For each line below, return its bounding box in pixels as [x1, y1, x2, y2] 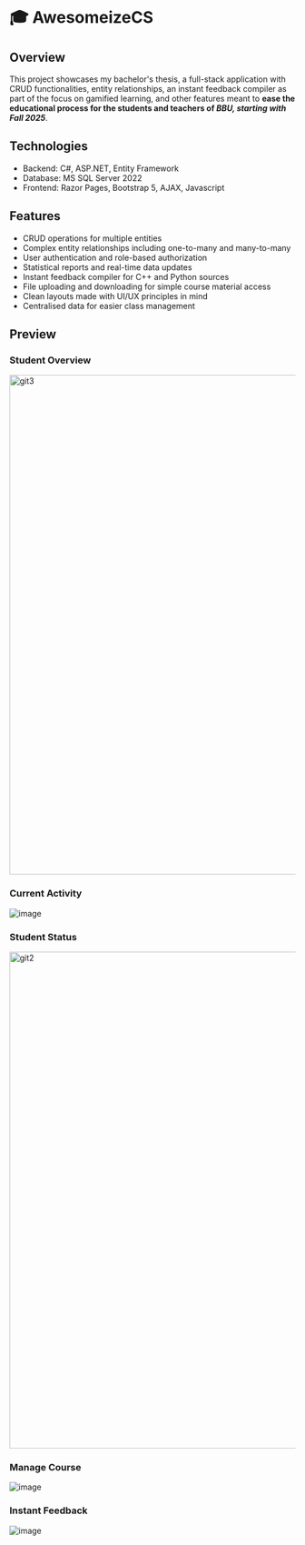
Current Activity [9, 888, 83, 900]
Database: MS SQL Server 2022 [22, 172, 143, 183]
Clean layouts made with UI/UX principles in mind [22, 290, 209, 301]
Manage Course [9, 1460, 82, 1473]
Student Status [9, 930, 77, 943]
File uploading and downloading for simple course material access [22, 281, 271, 292]
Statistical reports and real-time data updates [22, 261, 192, 273]
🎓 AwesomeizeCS [9, 7, 154, 28]
